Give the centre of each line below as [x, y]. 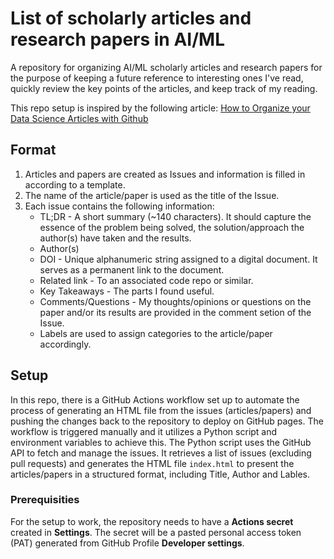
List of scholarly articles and [131, 18]
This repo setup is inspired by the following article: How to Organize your [160, 108]
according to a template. [75, 184]
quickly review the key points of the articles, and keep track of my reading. [164, 88]
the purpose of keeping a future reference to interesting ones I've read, [157, 78]
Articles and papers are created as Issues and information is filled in [165, 174]
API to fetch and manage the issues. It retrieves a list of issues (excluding [161, 453]
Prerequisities [45, 500]
